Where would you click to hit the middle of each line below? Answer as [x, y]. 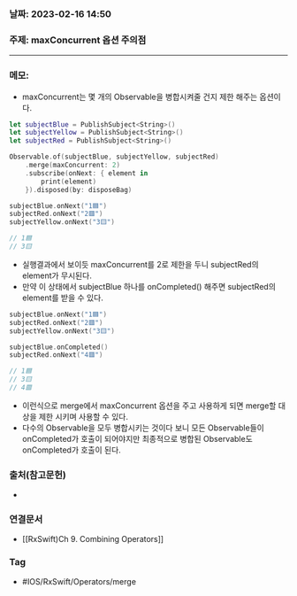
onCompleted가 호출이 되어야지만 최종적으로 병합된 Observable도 [137, 438]
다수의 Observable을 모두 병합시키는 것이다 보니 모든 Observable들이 [143, 428]
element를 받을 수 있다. [62, 298]
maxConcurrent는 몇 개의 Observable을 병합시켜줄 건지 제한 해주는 [140, 97]
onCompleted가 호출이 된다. [71, 450]
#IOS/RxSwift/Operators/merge [79, 581]
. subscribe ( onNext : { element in [87, 173]
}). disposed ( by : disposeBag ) [79, 190]
